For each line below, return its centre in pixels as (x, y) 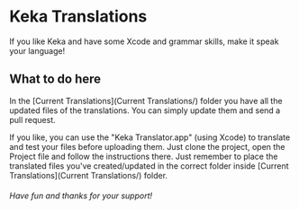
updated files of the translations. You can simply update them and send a (145, 110)
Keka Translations (78, 17)
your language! (37, 50)
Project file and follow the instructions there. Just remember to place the (144, 156)
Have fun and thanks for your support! (81, 196)
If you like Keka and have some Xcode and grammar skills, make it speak (144, 41)
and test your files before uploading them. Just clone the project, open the (147, 146)
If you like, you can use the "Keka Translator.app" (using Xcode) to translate (150, 137)
